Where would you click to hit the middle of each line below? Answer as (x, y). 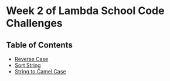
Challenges (34, 23)
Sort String (28, 65)
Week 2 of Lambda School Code (85, 11)
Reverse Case (31, 59)
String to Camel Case (40, 71)
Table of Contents (40, 45)
